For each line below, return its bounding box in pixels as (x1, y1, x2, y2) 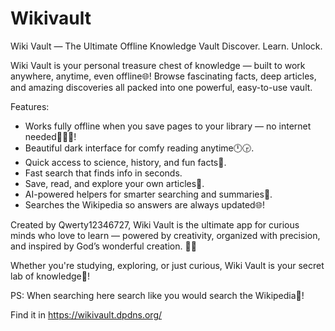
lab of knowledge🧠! (10, 270, 90, 282)
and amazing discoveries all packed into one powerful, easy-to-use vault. (10, 81, 313, 93)
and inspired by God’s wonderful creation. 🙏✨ (10, 240, 197, 252)
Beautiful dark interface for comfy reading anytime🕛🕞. (24, 142, 255, 154)
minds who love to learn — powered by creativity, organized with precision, (10, 229, 321, 241)
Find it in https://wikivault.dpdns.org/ (10, 308, 163, 321)
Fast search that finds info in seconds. (24, 167, 183, 179)
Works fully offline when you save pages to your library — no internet (24, 120, 312, 132)
